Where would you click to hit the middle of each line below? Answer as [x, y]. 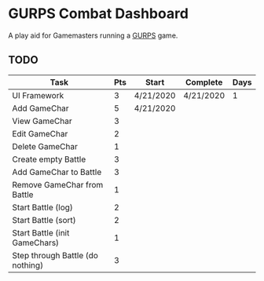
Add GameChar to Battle [57, 172]
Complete [204, 82]
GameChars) [36, 243]
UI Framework [38, 95]
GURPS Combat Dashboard [98, 14]
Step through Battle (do [55, 255]
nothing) [28, 265]
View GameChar [42, 121]
